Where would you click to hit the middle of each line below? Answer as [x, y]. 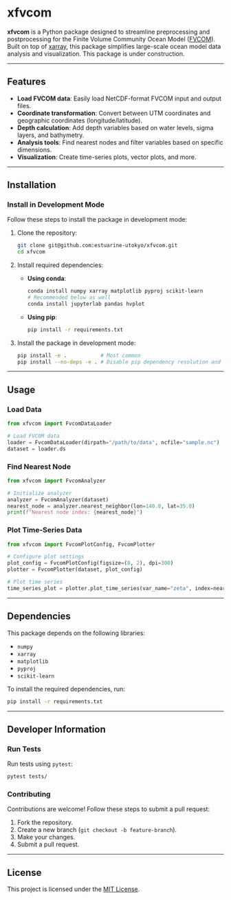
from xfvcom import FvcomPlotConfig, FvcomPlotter [81, 544]
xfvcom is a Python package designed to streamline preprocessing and [109, 32]
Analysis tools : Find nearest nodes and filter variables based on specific [120, 142]
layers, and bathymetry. [51, 135]
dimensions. [34, 149]
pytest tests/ [27, 777]
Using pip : [42, 317]
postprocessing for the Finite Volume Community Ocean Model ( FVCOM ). [111, 39]
